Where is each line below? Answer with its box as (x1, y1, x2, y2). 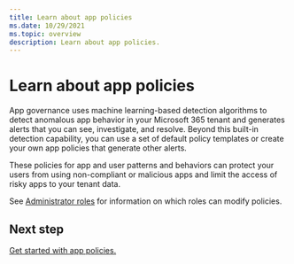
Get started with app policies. (9, 245, 117, 255)
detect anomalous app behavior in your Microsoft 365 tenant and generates (9, 114, 285, 125)
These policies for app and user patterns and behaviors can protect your (9, 160, 275, 171)
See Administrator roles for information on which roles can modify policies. (9, 196, 282, 206)
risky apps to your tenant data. (9, 179, 121, 190)
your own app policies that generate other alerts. (9, 143, 188, 153)
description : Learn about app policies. (9, 37, 161, 47)
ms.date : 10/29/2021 (9, 21, 86, 30)
